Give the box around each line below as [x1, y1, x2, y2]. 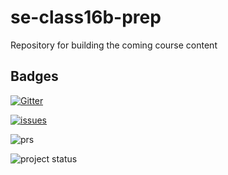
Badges [10, 68, 59, 85]
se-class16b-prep [10, 6, 162, 29]
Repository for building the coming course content [10, 39, 218, 51]
